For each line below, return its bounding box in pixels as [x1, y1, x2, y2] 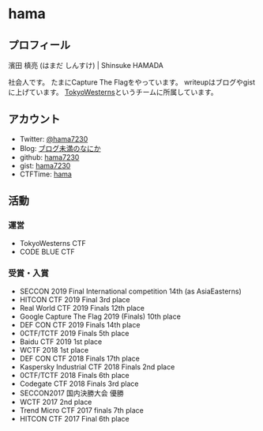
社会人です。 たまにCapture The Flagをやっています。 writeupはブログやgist [8, 78, 255, 87]
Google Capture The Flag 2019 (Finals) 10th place [19, 312, 182, 321]
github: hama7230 [19, 152, 80, 162]
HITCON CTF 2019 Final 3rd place [19, 294, 130, 304]
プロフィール [8, 38, 71, 51]
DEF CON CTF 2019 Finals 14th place [19, 319, 141, 329]
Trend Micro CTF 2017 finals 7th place [19, 405, 144, 415]
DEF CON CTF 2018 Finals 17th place [19, 353, 140, 363]
